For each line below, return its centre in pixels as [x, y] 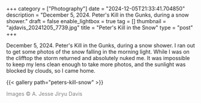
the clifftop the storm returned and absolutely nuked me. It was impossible [98, 58]
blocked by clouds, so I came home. [51, 71]
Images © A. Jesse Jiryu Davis [44, 94]
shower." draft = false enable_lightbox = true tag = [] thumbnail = [86, 21]
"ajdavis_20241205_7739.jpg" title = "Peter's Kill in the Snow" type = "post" [100, 27]
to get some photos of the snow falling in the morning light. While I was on [98, 52]
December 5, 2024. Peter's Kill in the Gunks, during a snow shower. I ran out [100, 45]
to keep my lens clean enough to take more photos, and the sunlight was [96, 64]
